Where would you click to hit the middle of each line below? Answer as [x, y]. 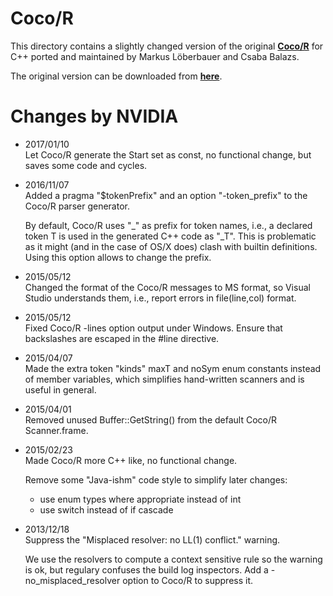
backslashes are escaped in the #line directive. [122, 338]
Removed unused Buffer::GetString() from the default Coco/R [150, 419]
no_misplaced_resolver [72, 580]
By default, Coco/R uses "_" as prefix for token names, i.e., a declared [168, 225]
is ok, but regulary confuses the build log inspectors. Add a [146, 569]
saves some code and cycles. [86, 165]
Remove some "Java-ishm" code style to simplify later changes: [156, 479]
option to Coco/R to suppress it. [188, 580]
